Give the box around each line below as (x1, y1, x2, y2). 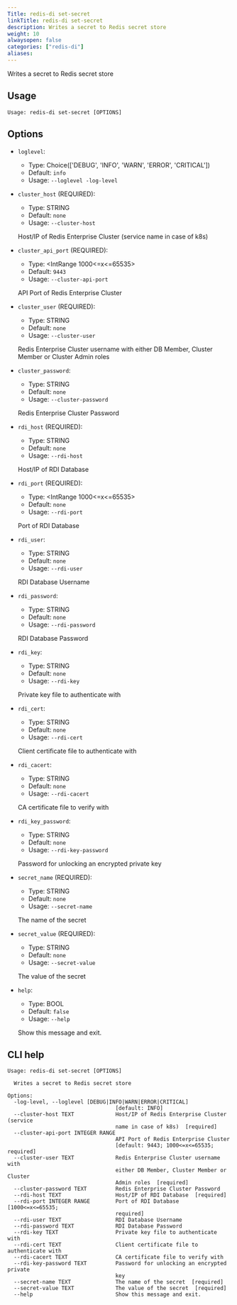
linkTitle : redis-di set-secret (7, 17, 103, 24)
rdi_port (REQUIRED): (17, 478, 83, 487)
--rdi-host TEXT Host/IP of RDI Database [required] (13, 1191, 227, 1199)
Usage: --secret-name (28, 902, 93, 910)
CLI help (7, 1048, 45, 1061)
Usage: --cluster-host (28, 218, 96, 227)
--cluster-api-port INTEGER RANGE (13, 1130, 116, 1137)
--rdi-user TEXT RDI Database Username (13, 1216, 182, 1224)
